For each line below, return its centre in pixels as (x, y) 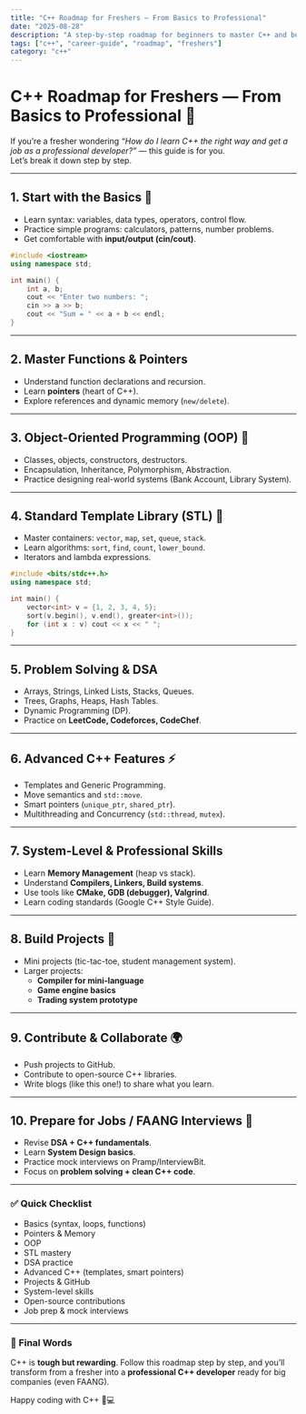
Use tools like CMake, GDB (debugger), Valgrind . (116, 892)
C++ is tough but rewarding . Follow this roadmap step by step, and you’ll (148, 1362)
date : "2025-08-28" (47, 26)
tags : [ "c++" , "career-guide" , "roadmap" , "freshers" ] (116, 43)
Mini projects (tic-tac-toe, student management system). (129, 961)
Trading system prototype (88, 999)
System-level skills (59, 1291)
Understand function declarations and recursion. (114, 381)
